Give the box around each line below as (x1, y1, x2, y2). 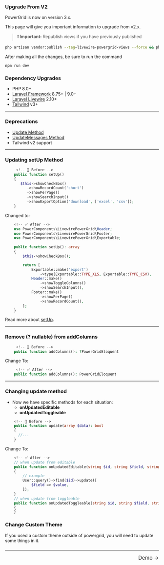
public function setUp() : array (14, 245, 80, 250)
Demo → (138, 554, 159, 561)
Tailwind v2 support (12, 140, 52, 145)
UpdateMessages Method (12, 134, 64, 140)
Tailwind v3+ (12, 101, 38, 107)
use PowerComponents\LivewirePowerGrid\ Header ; (14, 226, 112, 231)
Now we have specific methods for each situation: (12, 399, 113, 405)
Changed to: (5, 212, 30, 218)
